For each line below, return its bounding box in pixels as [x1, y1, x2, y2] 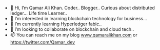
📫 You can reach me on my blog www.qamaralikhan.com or [10, 32, 137, 38]
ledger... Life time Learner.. [10, 10, 68, 16]
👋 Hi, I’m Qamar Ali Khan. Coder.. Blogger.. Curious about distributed [10, 5, 155, 11]
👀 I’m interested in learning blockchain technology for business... [10, 16, 147, 21]
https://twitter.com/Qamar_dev [10, 39, 75, 45]
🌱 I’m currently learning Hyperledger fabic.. [10, 21, 102, 27]
